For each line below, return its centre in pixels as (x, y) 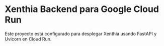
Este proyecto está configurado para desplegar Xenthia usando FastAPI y (81, 33)
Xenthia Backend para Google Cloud (82, 9)
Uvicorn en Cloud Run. (28, 39)
